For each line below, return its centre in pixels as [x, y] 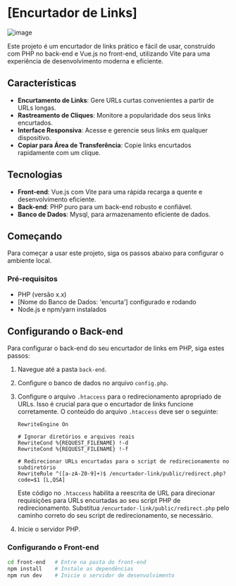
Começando [35, 236]
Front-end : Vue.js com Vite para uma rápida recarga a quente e [110, 192]
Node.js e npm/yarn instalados [62, 309]
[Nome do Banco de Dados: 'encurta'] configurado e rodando [107, 301]
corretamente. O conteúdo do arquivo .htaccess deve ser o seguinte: [118, 412]
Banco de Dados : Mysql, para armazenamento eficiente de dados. [114, 214]
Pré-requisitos [32, 279]
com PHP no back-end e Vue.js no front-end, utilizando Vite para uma [109, 54]
